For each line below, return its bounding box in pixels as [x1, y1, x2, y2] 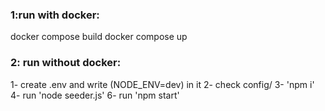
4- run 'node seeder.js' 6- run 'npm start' [10, 89, 180, 101]
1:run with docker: [10, 8, 100, 22]
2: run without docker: [10, 56, 122, 70]
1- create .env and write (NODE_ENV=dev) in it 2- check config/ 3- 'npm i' [10, 78, 315, 90]
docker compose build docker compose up [10, 31, 188, 43]
